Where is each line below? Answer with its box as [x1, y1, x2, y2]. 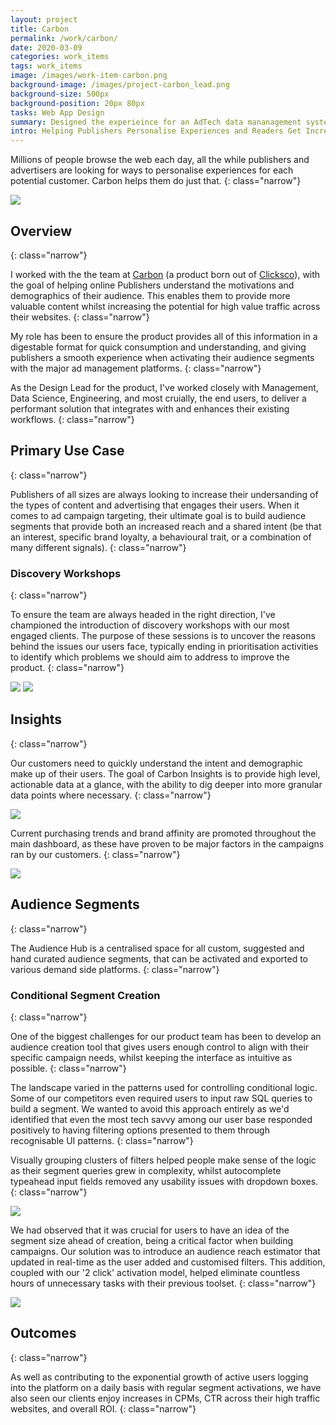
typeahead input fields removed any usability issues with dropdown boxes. [10, 1175, 319, 1187]
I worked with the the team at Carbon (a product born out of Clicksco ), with [10, 268, 321, 280]
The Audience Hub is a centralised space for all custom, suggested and [10, 942, 305, 954]
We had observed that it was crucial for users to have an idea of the [10, 1224, 290, 1236]
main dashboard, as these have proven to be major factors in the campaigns [10, 837, 325, 850]
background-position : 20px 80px [10, 98, 145, 108]
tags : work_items [10, 61, 83, 71]
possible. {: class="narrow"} [10, 1062, 127, 1074]
